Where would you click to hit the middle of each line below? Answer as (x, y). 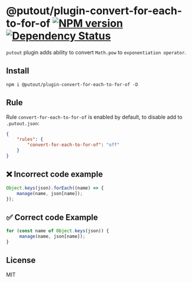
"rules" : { (30, 139)
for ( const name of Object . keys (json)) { (58, 231)
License (21, 260)
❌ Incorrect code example (54, 175)
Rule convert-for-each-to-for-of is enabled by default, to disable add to (94, 117)
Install (18, 71)
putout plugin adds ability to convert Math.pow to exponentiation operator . (96, 52)
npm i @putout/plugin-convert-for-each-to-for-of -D (72, 84)
